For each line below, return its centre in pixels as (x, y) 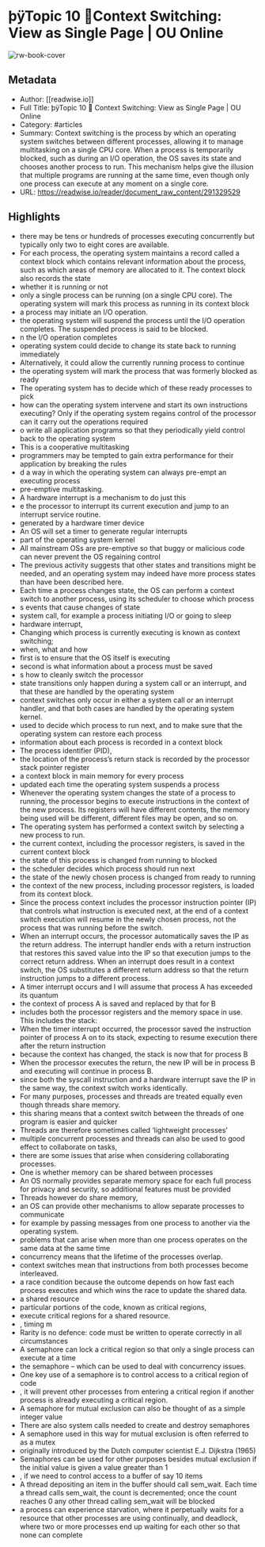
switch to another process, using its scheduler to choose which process (137, 598)
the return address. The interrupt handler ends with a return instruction (135, 945)
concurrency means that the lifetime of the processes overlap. (121, 1256)
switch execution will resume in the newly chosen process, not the (128, 919)
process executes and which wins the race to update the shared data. (133, 1290)
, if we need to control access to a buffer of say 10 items (111, 1476)
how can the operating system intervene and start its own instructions (133, 405)
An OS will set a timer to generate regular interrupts (104, 531)
